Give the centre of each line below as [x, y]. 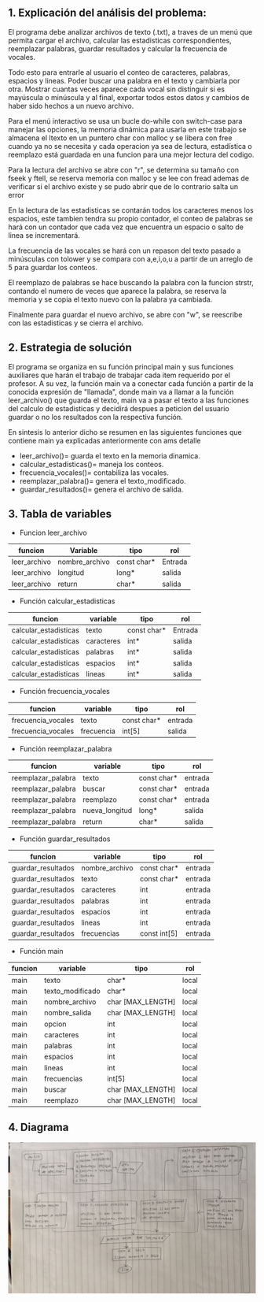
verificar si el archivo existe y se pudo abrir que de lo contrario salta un [123, 186]
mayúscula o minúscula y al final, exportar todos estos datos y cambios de [129, 97]
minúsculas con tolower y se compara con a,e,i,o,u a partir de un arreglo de [131, 258]
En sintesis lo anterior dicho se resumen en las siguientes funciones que [125, 432]
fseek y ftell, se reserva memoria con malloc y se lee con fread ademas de [129, 178]
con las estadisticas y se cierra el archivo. [76, 323]
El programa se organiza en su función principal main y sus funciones [121, 366]
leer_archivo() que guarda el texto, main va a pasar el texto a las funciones [129, 400]
